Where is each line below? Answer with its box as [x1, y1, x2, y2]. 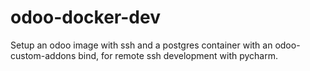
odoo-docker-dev [10, 6, 161, 29]
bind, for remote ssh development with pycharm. [78, 49, 279, 61]
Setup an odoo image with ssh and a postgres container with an [10, 39, 273, 51]
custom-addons [10, 49, 77, 61]
